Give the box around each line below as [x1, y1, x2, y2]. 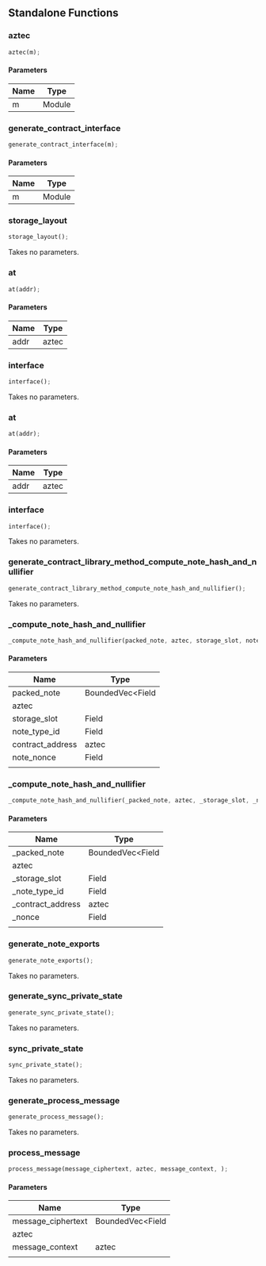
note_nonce [12, 752, 57, 763]
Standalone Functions [8, 6, 119, 20]
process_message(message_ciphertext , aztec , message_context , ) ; [8, 1165, 228, 1173]
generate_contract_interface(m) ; [8, 140, 119, 149]
